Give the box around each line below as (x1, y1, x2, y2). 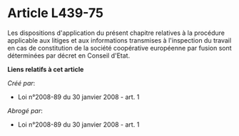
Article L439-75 (7, 5, 103, 21)
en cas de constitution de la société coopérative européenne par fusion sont (7, 43, 232, 52)
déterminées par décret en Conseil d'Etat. (7, 51, 131, 60)
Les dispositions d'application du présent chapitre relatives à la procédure (7, 28, 225, 37)
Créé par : (7, 78, 36, 87)
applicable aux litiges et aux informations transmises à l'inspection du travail (7, 36, 232, 44)
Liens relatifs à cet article (7, 65, 84, 73)
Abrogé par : (7, 106, 43, 115)
